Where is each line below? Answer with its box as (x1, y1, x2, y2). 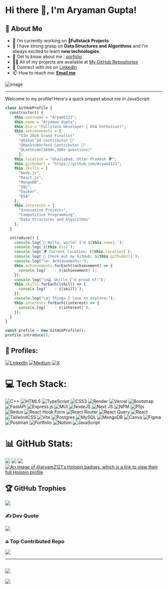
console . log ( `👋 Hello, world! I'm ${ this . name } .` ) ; (14, 240, 124, 245)
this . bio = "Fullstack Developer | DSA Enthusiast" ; (14, 124, 126, 129)
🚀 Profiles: (5, 346, 38, 355)
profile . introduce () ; (5, 332, 50, 338)
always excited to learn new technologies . (12, 48, 100, 54)
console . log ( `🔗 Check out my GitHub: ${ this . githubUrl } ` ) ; (14, 254, 140, 259)
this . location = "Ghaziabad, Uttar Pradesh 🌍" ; (14, 156, 116, 161)
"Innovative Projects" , (18, 207, 68, 213)
